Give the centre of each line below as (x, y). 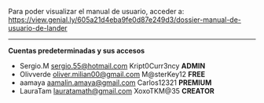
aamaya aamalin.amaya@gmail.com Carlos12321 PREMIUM (115, 83)
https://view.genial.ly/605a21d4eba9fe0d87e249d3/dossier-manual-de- (125, 20)
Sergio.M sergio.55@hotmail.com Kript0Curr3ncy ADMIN (112, 66)
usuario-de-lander (38, 28)
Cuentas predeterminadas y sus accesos (77, 51)
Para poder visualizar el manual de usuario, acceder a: (96, 11)
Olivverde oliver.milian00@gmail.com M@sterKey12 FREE (112, 74)
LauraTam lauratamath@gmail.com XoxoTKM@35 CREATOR (117, 91)
